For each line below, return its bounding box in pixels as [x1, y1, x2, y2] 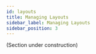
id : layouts [6, 8, 36, 15]
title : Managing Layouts [6, 14, 69, 20]
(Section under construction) [6, 42, 78, 49]
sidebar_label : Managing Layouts [6, 20, 91, 26]
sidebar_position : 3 [6, 25, 59, 31]
